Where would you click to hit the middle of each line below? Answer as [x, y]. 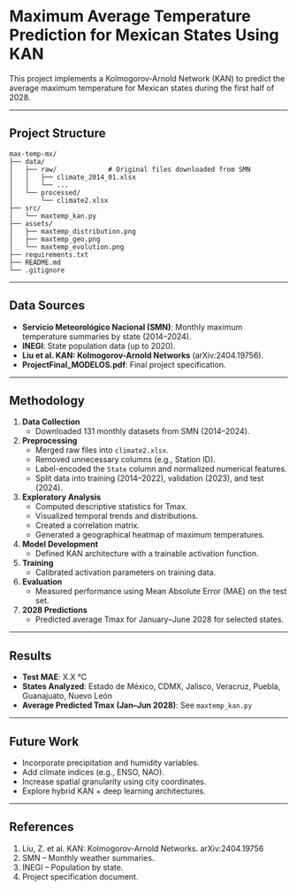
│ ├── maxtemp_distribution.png [73, 231]
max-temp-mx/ [33, 154]
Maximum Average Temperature [130, 16]
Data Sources [47, 306]
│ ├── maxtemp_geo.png [55, 239]
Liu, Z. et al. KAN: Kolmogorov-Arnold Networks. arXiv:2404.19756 [143, 848]
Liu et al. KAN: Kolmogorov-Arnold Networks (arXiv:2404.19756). [142, 355]
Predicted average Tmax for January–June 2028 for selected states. [160, 620]
